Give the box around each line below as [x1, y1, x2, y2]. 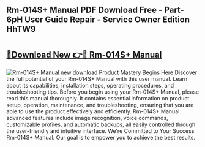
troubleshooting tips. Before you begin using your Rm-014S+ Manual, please [6, 88, 199, 96]
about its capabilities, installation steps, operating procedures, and [6, 82, 174, 89]
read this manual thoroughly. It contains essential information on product [6, 95, 190, 102]
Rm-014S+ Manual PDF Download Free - [6, 5, 163, 15]
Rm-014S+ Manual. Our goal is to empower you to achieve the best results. [6, 134, 196, 141]
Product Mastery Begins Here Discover [99, 69, 198, 76]
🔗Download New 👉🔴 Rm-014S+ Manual [6, 49, 162, 60]
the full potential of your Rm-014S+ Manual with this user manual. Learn [6, 75, 188, 82]
